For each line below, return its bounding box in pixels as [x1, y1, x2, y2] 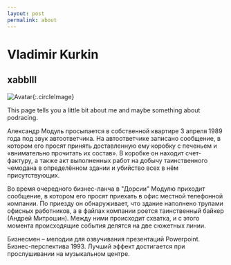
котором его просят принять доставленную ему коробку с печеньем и [7, 142, 218, 150]
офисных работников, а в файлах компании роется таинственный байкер [7, 206, 225, 215]
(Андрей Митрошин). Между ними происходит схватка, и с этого [7, 214, 200, 222]
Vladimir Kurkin [7, 46, 99, 62]
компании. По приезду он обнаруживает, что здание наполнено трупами [7, 199, 223, 207]
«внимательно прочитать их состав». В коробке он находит [7, 148, 185, 157]
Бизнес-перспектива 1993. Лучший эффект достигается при [7, 242, 185, 250]
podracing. [7, 113, 38, 121]
